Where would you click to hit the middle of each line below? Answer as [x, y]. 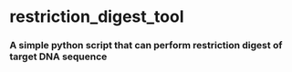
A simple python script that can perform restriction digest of [146, 46]
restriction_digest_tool [97, 17]
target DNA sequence [58, 57]
